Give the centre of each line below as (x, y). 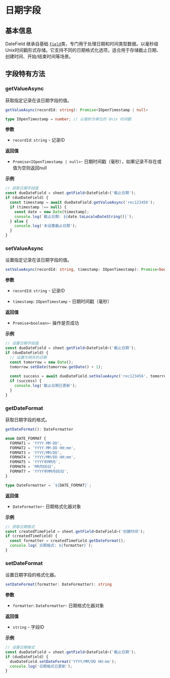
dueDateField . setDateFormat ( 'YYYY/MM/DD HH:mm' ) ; (63, 661)
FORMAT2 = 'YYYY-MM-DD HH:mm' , (43, 448)
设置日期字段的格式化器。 (32, 575)
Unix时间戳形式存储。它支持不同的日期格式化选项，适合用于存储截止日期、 (83, 50)
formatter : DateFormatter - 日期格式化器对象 (58, 606)
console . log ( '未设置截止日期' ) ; (46, 226)
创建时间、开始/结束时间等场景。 (39, 56)
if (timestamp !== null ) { (38, 207)
